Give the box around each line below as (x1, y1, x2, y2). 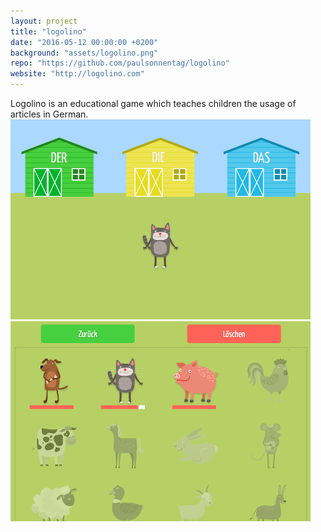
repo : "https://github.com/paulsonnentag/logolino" (10, 58, 230, 69)
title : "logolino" (10, 26, 87, 37)
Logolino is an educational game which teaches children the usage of (10, 98, 297, 109)
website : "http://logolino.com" (10, 69, 145, 79)
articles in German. (10, 108, 89, 120)
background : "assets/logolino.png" (10, 48, 159, 58)
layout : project (10, 16, 78, 26)
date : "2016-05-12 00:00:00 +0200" (10, 37, 159, 47)
